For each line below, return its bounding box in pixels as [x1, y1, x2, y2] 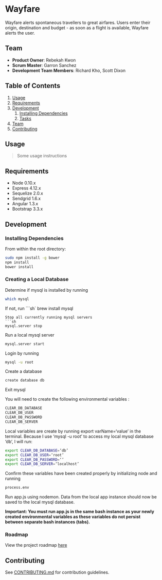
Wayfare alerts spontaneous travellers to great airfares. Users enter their [5, 20, 151, 25]
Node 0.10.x [12, 180, 36, 186]
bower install [5, 264, 34, 269]
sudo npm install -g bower [5, 255, 60, 260]
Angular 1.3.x [12, 201, 38, 207]
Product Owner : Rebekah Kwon [12, 57, 76, 63]
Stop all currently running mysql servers [5, 315, 92, 320]
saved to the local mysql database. [5, 499, 75, 505]
